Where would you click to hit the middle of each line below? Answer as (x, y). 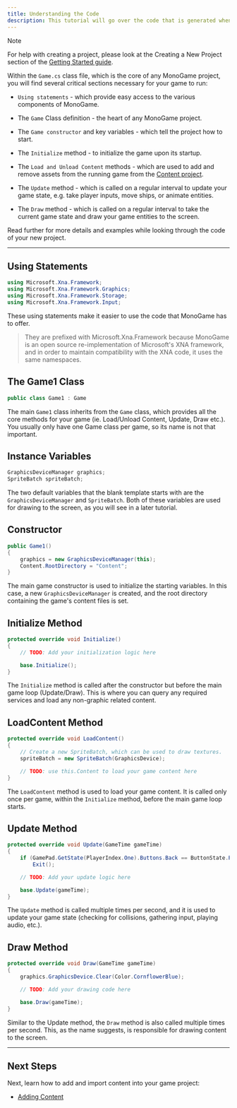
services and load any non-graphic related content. (82, 700)
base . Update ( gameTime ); (55, 890)
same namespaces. (53, 359)
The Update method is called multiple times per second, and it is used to (111, 910)
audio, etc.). (25, 925)
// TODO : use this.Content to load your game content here (109, 771)
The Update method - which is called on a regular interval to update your (122, 187)
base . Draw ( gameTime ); (51, 1002)
